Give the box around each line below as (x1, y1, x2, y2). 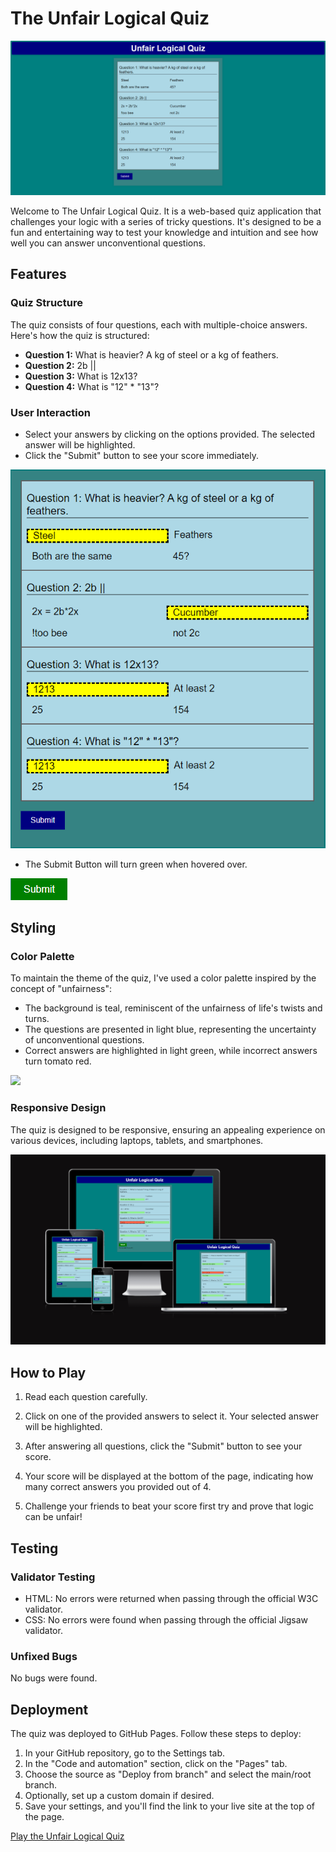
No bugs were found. (10, 1672, 98, 1684)
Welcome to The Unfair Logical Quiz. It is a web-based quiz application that (10, 205, 322, 217)
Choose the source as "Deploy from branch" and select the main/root (24, 1768, 312, 1780)
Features (10, 266, 67, 283)
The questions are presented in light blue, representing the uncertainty (24, 1023, 317, 1036)
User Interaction (10, 405, 91, 419)
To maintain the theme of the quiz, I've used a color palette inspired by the (10, 972, 317, 984)
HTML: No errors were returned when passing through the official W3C (24, 1592, 319, 1604)
